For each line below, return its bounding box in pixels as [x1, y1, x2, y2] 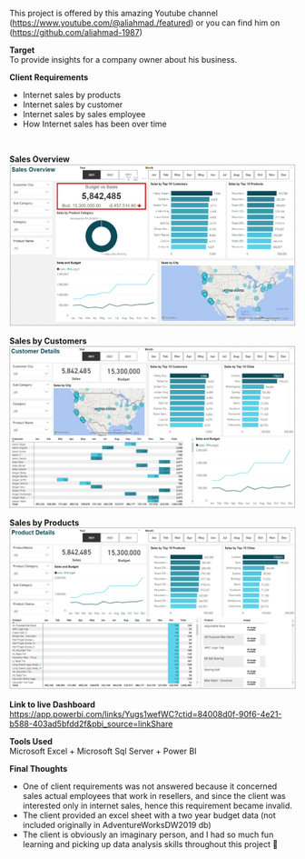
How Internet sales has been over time [22, 118, 167, 129]
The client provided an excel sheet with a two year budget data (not [22, 810, 277, 821]
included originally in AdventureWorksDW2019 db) [22, 820, 212, 831]
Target [9, 45, 35, 55]
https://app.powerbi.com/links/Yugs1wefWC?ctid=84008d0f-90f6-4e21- [9, 709, 282, 720]
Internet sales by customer [22, 99, 123, 110]
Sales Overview [9, 154, 71, 165]
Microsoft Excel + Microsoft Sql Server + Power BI [9, 745, 197, 757]
